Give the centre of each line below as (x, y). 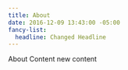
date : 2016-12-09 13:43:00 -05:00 (64, 23)
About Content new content (53, 59)
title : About (29, 15)
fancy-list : (27, 30)
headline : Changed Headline (61, 37)
